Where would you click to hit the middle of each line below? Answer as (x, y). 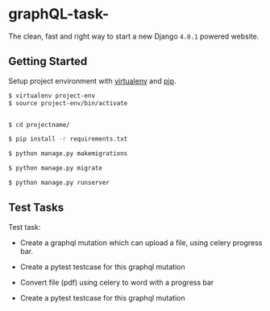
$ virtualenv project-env (52, 96)
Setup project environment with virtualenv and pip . (92, 80)
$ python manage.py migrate (56, 168)
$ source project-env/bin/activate (68, 103)
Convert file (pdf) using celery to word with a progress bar (117, 282)
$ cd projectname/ (39, 125)
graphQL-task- (59, 14)
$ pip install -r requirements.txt (68, 139)
